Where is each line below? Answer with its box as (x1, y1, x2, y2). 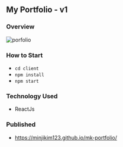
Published (6, 120, 36, 129)
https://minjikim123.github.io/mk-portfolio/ (14, 134, 117, 141)
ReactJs (14, 105, 35, 112)
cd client (14, 65, 40, 71)
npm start (14, 78, 40, 84)
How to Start (6, 51, 43, 59)
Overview (6, 23, 35, 31)
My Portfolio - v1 (6, 5, 68, 15)
